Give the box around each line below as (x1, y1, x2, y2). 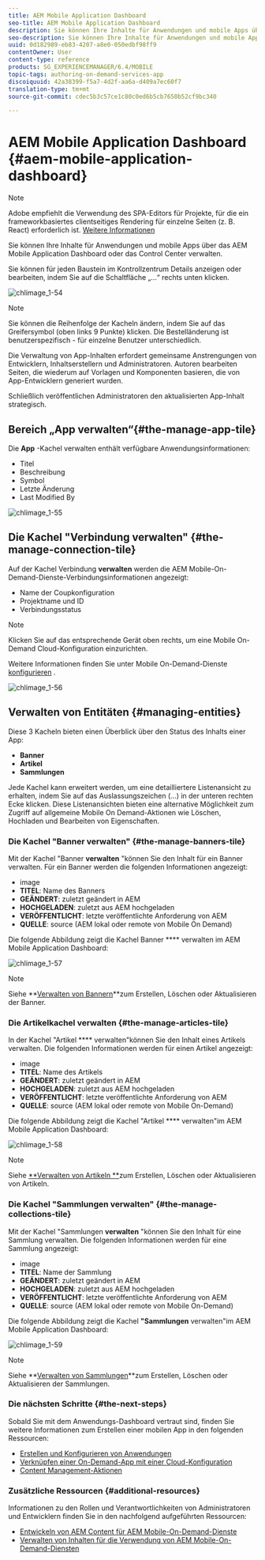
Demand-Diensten (19, 1543, 80, 1554)
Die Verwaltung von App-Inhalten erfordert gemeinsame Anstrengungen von (8, 351, 257, 361)
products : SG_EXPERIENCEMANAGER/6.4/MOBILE (8, 63, 154, 71)
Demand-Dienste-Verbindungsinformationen (8, 572, 153, 582)
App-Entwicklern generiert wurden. (8, 376, 124, 386)
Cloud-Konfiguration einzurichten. (37, 644, 148, 653)
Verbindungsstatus (19, 604, 81, 614)
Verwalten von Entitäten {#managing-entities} (8, 705, 241, 720)
